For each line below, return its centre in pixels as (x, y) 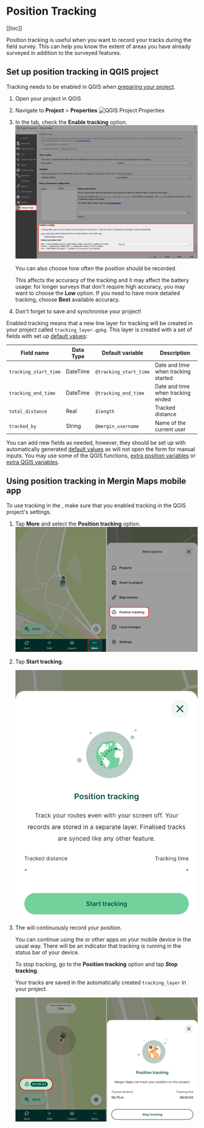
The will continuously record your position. (69, 928)
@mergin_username (117, 427)
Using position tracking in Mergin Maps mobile (96, 481)
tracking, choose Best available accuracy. (67, 300)
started (164, 378)
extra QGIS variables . (33, 462)
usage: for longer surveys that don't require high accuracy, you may (100, 287)
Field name (35, 353)
